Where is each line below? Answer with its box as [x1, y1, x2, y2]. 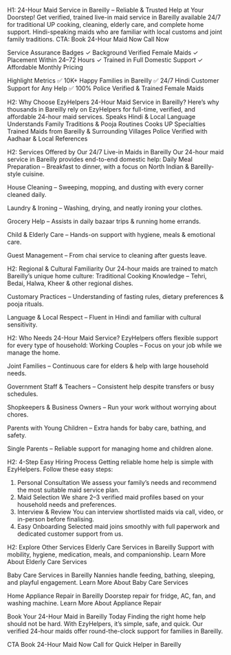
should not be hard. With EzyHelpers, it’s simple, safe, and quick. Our [7, 620, 203, 627]
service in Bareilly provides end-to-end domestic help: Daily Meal [7, 155, 192, 163]
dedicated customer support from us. [16, 530, 124, 538]
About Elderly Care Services [7, 558, 87, 565]
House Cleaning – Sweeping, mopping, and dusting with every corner [7, 183, 204, 191]
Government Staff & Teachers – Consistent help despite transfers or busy [7, 382, 214, 391]
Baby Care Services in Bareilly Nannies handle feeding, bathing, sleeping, [7, 571, 215, 579]
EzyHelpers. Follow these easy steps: [7, 465, 113, 473]
